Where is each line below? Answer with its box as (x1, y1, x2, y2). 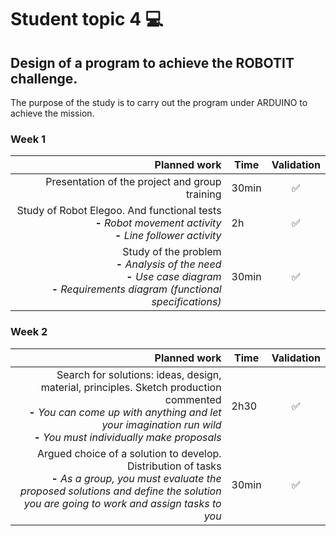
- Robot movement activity (94, 216, 222, 230)
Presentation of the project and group (45, 175, 222, 189)
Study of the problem (122, 245, 222, 259)
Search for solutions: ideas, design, (56, 367, 222, 381)
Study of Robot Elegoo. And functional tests (16, 204, 222, 218)
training (185, 187, 222, 201)
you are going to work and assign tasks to (23, 496, 222, 510)
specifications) (151, 295, 222, 309)
